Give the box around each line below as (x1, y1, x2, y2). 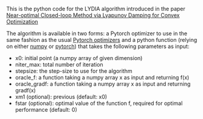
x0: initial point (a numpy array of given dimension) (15, 55, 143, 61)
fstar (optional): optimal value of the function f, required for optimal (15, 100, 183, 107)
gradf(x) (15, 87, 36, 93)
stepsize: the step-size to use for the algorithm (15, 67, 132, 75)
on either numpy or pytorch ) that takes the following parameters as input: (6, 42, 190, 50)
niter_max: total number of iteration (15, 61, 103, 68)
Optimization (6, 18, 38, 25)
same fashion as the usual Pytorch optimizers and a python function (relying (6, 36, 198, 43)
